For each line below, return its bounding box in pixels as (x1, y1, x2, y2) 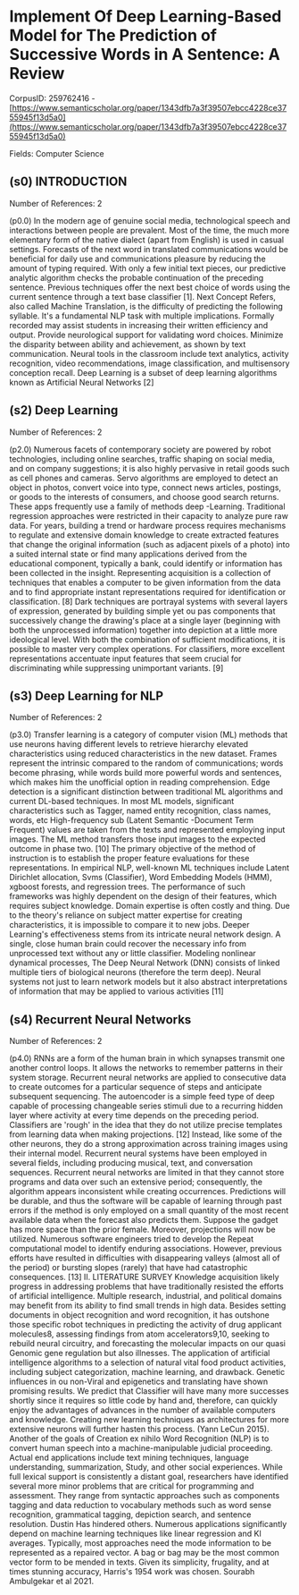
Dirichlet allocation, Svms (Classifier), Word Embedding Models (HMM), (9, 872, 272, 883)
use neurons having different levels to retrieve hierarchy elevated (9, 739, 248, 750)
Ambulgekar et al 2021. (9, 1576, 95, 1587)
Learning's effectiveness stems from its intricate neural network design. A (9, 929, 281, 940)
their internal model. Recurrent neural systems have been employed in (9, 1148, 268, 1159)
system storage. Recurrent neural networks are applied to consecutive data (9, 1072, 287, 1083)
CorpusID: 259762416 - (9, 92, 96, 104)
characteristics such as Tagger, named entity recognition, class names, (9, 805, 271, 816)
